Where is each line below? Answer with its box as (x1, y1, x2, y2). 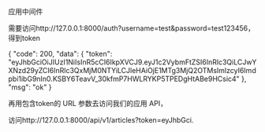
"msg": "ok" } (8, 82, 53, 92)
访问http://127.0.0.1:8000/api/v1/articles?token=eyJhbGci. (8, 115, 194, 124)
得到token (8, 34, 41, 42)
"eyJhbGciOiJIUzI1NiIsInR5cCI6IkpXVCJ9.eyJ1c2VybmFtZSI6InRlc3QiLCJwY (8, 57, 257, 67)
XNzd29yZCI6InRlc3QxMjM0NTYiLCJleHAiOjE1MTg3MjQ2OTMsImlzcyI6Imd (8, 66, 256, 75)
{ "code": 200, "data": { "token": (8, 49, 113, 58)
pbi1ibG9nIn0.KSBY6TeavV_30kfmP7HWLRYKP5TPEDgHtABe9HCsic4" (8, 74, 241, 83)
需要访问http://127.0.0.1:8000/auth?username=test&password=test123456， (8, 24, 255, 33)
